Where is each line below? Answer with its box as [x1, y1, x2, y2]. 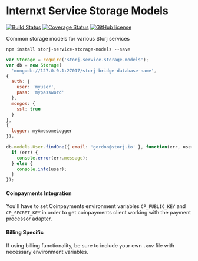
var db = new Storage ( [6, 62, 62, 68]
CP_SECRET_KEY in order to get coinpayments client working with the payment [6, 209, 192, 216]
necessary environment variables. [6, 248, 88, 255]
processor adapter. [6, 215, 52, 222]
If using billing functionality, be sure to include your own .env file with [6, 242, 175, 249]
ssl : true [16, 106, 41, 112]
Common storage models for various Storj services [6, 35, 130, 42]
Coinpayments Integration [6, 190, 72, 197]
